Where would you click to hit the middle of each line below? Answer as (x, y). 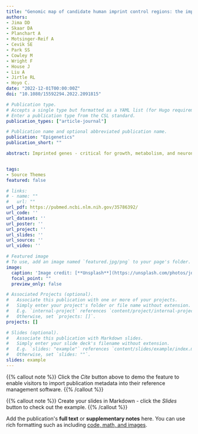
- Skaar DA (19, 28)
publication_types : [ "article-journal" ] (57, 121)
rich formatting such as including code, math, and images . (77, 425)
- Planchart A (24, 34)
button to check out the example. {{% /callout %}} (67, 407)
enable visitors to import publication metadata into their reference (86, 383)
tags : (13, 169)
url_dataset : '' (26, 218)
